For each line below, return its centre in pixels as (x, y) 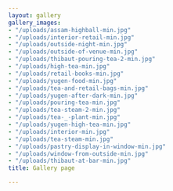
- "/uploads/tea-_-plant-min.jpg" (65, 117)
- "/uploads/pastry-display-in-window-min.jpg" (87, 146)
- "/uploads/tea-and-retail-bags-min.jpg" (78, 88)
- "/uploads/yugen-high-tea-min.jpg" (70, 124)
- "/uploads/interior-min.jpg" (59, 132)
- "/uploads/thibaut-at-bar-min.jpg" (70, 161)
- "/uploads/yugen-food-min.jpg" (63, 81)
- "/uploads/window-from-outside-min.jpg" (78, 153)
